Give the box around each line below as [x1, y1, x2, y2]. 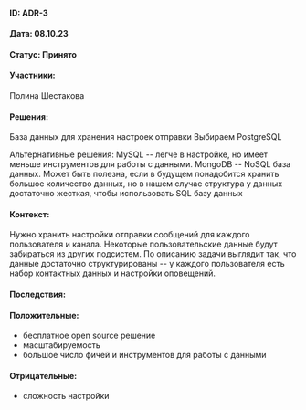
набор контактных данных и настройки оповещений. [9, 268, 216, 279]
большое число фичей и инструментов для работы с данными [22, 350, 267, 361]
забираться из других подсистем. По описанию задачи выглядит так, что [9, 248, 297, 259]
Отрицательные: [9, 370, 78, 381]
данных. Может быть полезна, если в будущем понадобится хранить [9, 169, 280, 180]
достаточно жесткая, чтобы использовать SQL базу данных [9, 188, 244, 199]
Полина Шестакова [9, 89, 85, 100]
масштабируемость [22, 340, 100, 351]
